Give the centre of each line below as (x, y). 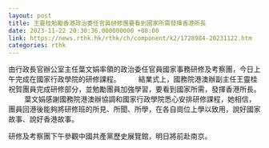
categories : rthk (37, 46)
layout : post (30, 16)
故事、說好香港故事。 (43, 119)
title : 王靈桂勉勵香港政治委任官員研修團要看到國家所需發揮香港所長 (107, 23)
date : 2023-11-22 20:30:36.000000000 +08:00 (84, 30)
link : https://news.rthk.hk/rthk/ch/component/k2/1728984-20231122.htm (130, 38)
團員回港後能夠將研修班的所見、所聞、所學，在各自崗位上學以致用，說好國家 (134, 110)
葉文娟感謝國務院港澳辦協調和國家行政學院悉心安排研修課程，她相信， (140, 99)
